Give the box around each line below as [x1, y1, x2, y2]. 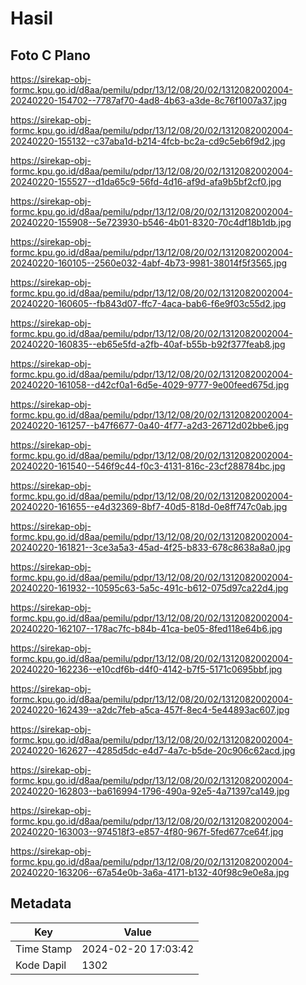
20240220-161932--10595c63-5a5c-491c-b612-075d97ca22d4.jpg [10, 582, 289, 594]
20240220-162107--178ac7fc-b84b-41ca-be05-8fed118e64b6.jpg [10, 623, 283, 634]
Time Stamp [15, 942, 73, 956]
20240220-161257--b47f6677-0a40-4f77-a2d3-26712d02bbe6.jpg [10, 420, 290, 431]
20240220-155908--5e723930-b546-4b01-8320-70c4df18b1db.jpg [10, 217, 292, 228]
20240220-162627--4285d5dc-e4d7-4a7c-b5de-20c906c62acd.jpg [10, 745, 296, 756]
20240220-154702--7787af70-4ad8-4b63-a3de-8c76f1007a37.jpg [10, 95, 287, 106]
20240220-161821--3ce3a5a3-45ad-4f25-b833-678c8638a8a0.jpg [10, 542, 292, 553]
